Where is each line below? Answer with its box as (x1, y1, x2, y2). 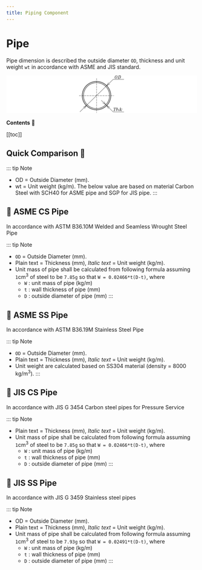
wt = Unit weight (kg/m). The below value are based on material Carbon (15, 183, 194, 190)
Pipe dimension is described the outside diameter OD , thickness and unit (6, 56, 186, 64)
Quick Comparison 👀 (6, 149, 86, 159)
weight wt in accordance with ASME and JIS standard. (6, 63, 141, 70)
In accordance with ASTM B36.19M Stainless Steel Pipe (6, 326, 144, 334)
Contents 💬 (6, 119, 35, 126)
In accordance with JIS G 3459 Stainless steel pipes (6, 494, 136, 501)
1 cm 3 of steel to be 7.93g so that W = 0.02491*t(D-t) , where (15, 537, 165, 545)
